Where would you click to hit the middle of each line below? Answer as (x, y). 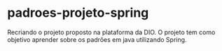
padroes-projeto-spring (78, 13)
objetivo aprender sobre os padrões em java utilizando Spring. (97, 39)
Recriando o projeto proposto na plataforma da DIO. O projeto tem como (111, 32)
